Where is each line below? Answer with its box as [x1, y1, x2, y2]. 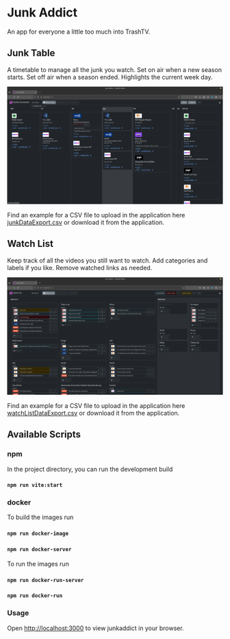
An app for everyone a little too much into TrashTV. [7, 27, 151, 36]
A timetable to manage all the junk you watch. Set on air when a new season [7, 65, 222, 73]
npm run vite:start [7, 482, 63, 489]
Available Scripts [7, 429, 81, 440]
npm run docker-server [7, 546, 72, 553]
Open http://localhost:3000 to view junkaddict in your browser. [7, 624, 184, 632]
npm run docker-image [7, 530, 69, 538]
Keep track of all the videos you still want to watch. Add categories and [7, 256, 208, 265]
